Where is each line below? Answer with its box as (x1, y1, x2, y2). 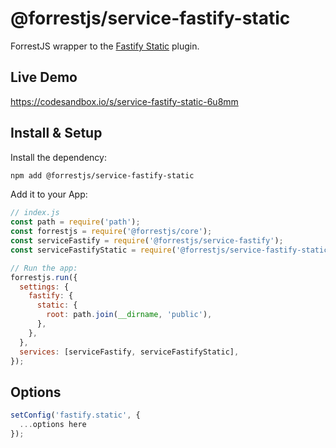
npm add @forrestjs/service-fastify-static (10, 170, 195, 181)
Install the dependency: (10, 151, 107, 163)
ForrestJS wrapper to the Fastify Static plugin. (10, 40, 200, 52)
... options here (19, 420, 87, 430)
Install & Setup (10, 125, 103, 142)
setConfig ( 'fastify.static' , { (10, 410, 141, 421)
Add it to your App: (10, 188, 88, 201)
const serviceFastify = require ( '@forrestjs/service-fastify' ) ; (10, 236, 284, 246)
